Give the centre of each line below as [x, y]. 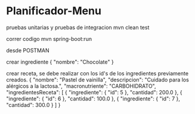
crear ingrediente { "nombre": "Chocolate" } [60, 62]
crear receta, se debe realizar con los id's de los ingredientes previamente [97, 73]
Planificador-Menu [54, 11]
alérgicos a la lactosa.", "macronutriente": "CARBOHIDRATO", [81, 86]
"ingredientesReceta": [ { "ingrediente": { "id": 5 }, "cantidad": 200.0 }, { [95, 92]
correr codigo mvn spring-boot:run [49, 39]
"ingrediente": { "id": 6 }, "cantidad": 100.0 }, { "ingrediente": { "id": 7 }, [93, 99]
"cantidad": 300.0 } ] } [33, 104]
